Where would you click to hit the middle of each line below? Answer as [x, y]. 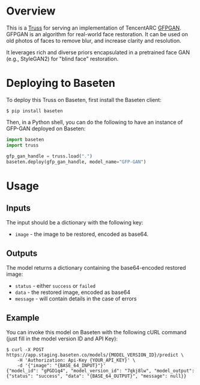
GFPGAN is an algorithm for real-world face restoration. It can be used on [97, 34]
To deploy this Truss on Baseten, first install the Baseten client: [84, 100]
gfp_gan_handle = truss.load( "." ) [50, 156]
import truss [23, 145]
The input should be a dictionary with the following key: [75, 223]
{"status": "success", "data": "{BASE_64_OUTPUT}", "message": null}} [96, 376]
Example [23, 318]
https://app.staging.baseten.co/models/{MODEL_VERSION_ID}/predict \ [95, 355]
